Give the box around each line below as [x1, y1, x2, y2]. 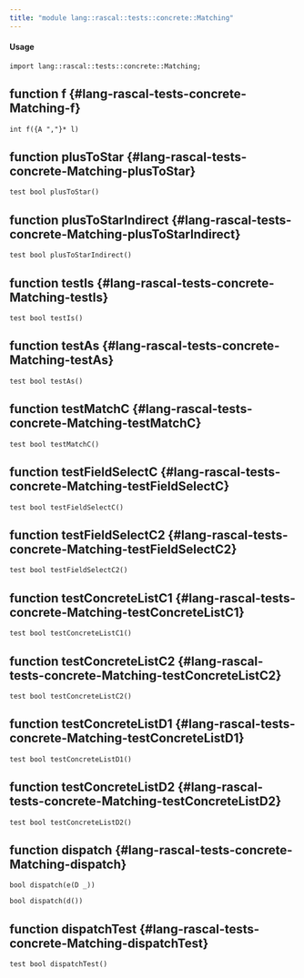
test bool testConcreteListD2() [9, 818, 132, 827]
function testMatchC [9, 401, 130, 417]
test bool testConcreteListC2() [9, 691, 132, 701]
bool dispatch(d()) [9, 897, 84, 906]
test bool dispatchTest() [9, 960, 107, 969]
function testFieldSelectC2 [9, 527, 166, 542]
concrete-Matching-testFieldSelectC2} [9, 541, 238, 557]
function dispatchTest [9, 921, 137, 937]
